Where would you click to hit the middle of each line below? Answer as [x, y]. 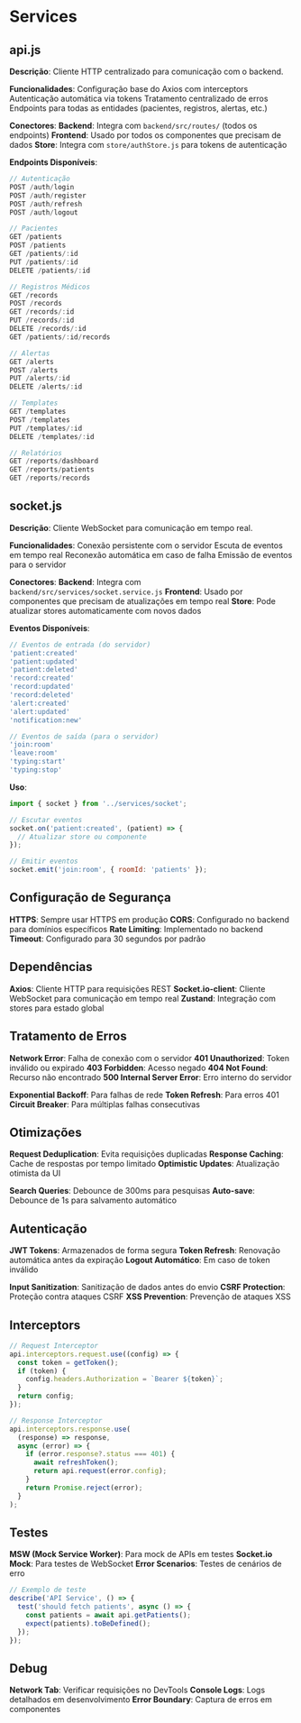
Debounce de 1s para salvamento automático [93, 1200]
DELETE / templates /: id [52, 436]
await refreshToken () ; [76, 1462]
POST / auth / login [42, 187]
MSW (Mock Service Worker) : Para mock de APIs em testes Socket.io [141, 1554]
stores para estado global [57, 1008]
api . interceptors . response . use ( [70, 1429]
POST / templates [40, 420]
